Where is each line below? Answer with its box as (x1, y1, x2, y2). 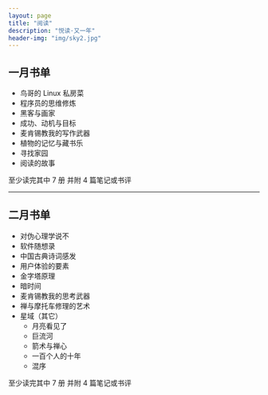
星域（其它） (19, 311, 62, 321)
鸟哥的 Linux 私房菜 (19, 89, 85, 98)
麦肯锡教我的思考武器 (19, 291, 90, 301)
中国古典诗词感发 (19, 251, 77, 261)
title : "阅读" (8, 19, 53, 27)
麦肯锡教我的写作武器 (19, 129, 90, 138)
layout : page (8, 11, 52, 20)
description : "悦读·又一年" (8, 26, 96, 34)
